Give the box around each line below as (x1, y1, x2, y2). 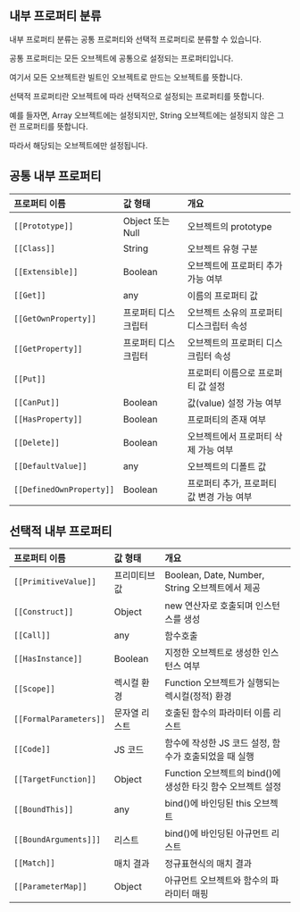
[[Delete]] (13, 437, 60, 448)
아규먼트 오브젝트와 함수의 (164, 874, 269, 887)
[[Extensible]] (13, 266, 79, 277)
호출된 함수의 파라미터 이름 (164, 707, 271, 719)
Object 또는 (123, 214, 171, 227)
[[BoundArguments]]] (13, 834, 101, 845)
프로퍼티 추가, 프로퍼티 (187, 477, 277, 489)
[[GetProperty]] (13, 343, 83, 354)
